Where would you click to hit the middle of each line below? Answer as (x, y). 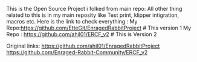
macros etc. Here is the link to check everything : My (72, 21)
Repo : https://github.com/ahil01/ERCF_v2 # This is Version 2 (82, 34)
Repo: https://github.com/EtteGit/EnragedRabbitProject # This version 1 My (99, 28)
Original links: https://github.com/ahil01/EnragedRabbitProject (83, 46)
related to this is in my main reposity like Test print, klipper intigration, (93, 15)
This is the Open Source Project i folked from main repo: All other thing (94, 9)
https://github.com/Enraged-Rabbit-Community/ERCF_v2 (77, 52)
